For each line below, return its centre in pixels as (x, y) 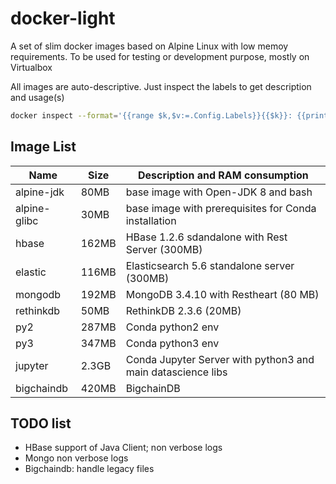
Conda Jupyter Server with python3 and (220, 359)
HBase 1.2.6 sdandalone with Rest (206, 237)
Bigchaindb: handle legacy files (89, 469)
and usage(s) (37, 97)
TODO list (41, 423)
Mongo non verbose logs (76, 458)
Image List (43, 147)
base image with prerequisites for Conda (221, 208)
